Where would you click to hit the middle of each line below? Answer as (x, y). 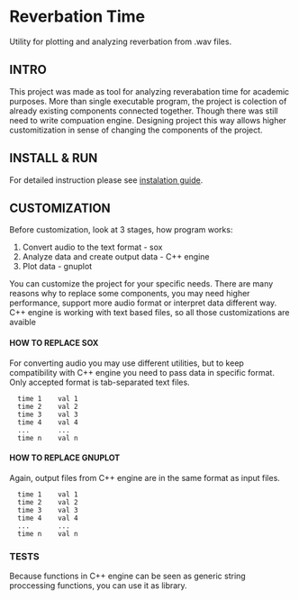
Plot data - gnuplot (57, 267)
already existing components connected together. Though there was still (144, 111)
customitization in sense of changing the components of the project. (136, 130)
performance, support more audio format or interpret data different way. (143, 303)
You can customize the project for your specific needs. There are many (141, 284)
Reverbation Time (77, 17)
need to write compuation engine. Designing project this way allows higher (148, 120)
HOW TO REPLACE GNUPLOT (65, 458)
